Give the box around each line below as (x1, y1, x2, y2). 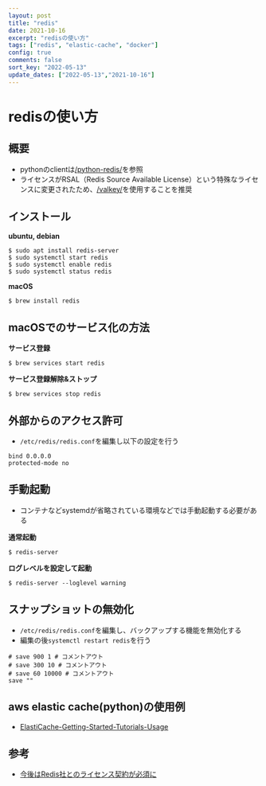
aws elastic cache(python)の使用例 (8, 700, 186, 714)
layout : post (8, 11, 52, 20)
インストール (8, 210, 72, 224)
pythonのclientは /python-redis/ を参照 (19, 164, 143, 174)
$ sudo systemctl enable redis (8, 260, 112, 269)
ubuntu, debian (8, 232, 61, 241)
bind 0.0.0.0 (8, 452, 52, 460)
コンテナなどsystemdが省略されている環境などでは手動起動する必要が (19, 505, 251, 514)
